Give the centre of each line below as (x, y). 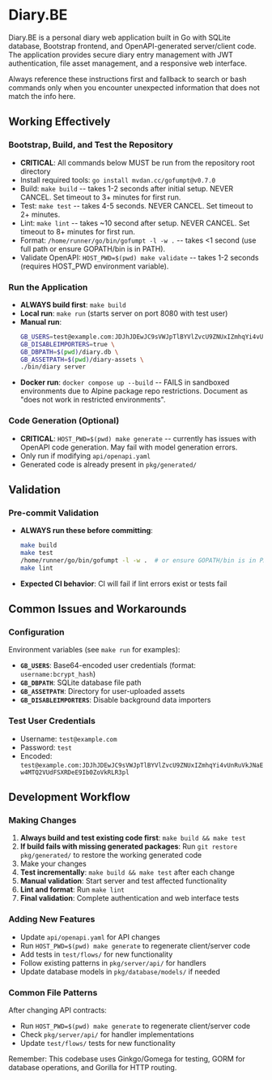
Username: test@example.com (68, 738)
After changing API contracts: (57, 1010)
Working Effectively (59, 122)
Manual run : (41, 321)
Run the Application (48, 287)
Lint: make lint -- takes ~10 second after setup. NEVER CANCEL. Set (135, 223)
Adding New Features (52, 919)
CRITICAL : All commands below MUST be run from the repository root (137, 162)
